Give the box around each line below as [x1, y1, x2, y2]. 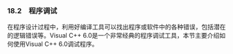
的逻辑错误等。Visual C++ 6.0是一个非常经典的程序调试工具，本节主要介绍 [7, 31, 220, 40]
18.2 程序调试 [7, 5, 58, 15]
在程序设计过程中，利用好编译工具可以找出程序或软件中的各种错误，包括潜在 [7, 23, 226, 31]
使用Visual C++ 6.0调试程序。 [12, 40, 98, 49]
